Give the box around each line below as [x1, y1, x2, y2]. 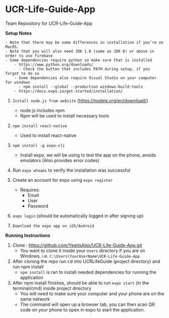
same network [20, 296, 50, 302]
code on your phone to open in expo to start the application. [20, 306, 145, 312]
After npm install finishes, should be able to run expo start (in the [12, 280, 149, 286]
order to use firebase [5, 53, 53, 58]
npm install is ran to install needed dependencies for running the [20, 269, 156, 275]
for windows [5, 79, 30, 85]
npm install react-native [12, 123, 67, 129]
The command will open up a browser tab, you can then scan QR [20, 301, 155, 307]
